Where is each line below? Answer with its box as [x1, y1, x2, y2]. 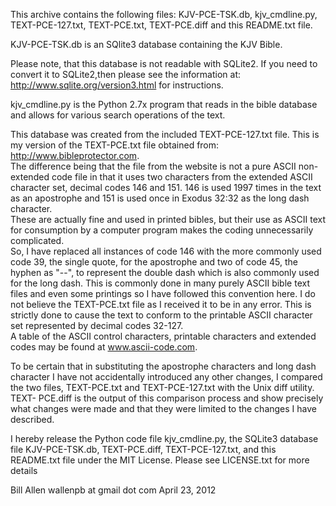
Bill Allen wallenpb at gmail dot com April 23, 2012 [10, 484, 217, 496]
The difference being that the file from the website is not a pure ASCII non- [10, 160, 319, 172]
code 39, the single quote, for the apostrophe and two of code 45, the [10, 256, 298, 268]
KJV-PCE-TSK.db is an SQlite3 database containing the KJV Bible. [10, 39, 283, 50]
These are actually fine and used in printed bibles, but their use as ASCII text [10, 214, 326, 225]
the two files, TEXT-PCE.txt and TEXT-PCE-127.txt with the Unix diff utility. [10, 382, 315, 393]
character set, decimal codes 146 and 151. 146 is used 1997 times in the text [10, 182, 322, 193]
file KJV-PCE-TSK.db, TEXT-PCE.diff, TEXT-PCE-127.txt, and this [10, 444, 277, 455]
